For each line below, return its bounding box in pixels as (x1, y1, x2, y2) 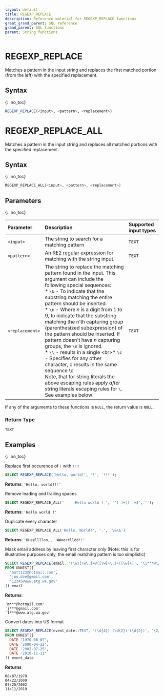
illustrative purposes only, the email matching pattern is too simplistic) (5, 551, 145, 557)
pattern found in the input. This (44, 269, 116, 276)
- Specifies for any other (44, 355, 102, 362)
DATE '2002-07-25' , (9, 646, 49, 652)
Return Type (5, 416, 35, 423)
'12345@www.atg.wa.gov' (9, 579, 58, 584)
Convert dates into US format (5, 619, 64, 625)
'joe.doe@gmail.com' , (9, 574, 54, 579)
